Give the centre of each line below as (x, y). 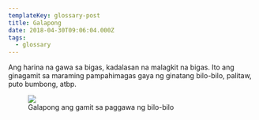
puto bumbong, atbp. (43, 84)
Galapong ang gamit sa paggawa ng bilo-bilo (101, 107)
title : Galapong (35, 23)
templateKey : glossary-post (54, 15)
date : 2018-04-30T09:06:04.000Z (61, 30)
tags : (17, 37)
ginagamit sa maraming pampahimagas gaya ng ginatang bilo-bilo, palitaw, (130, 76)
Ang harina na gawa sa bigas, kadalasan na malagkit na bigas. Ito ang (121, 67)
